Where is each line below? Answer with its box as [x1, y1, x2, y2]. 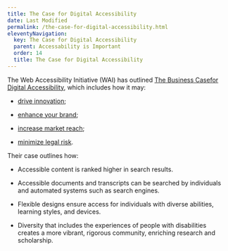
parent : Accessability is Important [13, 43, 121, 50]
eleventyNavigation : [7, 30, 68, 37]
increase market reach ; [17, 124, 85, 133]
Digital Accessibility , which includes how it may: [7, 82, 146, 92]
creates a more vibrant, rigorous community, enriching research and [17, 228, 216, 237]
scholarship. [17, 235, 54, 244]
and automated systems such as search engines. [17, 186, 160, 195]
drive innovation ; [17, 97, 67, 105]
